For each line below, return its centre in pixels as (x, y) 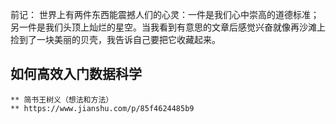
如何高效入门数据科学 (76, 74)
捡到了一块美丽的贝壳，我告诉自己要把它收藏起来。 (115, 39)
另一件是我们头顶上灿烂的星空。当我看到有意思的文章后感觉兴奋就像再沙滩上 (168, 27)
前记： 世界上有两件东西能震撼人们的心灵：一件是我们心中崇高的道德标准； (165, 14)
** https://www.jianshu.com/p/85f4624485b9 (102, 108)
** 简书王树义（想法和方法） (62, 99)
